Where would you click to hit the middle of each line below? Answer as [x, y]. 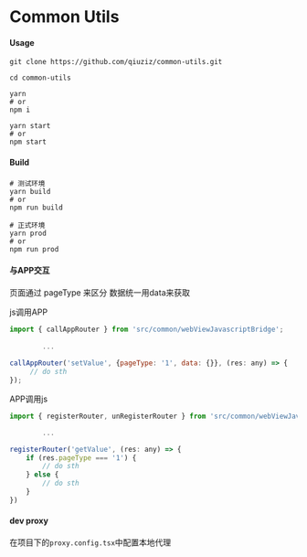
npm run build [37, 208]
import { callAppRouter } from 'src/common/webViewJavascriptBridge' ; [147, 329]
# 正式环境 [27, 225]
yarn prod [28, 233]
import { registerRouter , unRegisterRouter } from [108, 416]
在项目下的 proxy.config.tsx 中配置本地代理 [90, 542]
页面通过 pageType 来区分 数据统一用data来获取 [100, 292]
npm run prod [34, 249]
